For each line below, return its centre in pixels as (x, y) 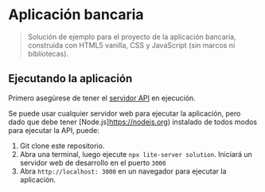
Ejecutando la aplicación (70, 78)
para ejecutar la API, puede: (54, 130)
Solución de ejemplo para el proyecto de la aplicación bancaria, (132, 37)
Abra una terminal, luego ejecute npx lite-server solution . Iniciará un (136, 154)
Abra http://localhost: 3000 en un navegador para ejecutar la (123, 171)
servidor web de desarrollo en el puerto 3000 (93, 163)
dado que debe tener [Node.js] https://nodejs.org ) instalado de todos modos (133, 122)
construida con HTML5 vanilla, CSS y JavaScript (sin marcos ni (131, 45)
